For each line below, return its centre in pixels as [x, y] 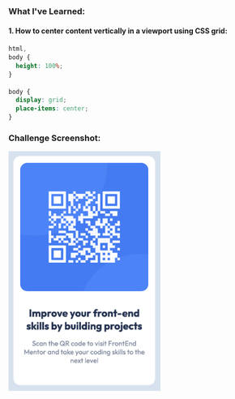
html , [17, 49]
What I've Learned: [47, 11]
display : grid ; [41, 100]
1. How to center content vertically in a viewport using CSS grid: [118, 31]
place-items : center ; [52, 109]
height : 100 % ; [39, 66]
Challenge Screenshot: [55, 138]
